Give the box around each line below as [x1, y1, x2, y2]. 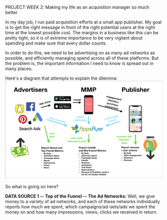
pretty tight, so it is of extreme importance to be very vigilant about [5, 35, 143, 41]
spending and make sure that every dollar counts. [5, 40, 107, 46]
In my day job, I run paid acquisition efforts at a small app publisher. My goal [5, 19, 162, 25]
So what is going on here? [5, 183, 59, 189]
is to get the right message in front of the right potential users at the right [5, 24, 156, 30]
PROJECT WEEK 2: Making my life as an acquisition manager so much [5, 4, 150, 10]
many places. [5, 66, 33, 72]
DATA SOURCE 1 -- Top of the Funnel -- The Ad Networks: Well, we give [5, 193, 155, 199]
